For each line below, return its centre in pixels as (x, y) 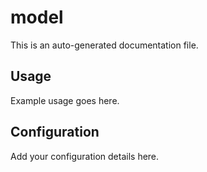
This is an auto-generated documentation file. (104, 45)
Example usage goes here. (65, 100)
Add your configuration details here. (85, 156)
